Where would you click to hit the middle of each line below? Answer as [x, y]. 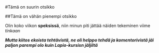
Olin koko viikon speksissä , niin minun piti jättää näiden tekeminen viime [78, 26]
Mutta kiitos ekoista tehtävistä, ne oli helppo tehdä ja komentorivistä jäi [79, 40]
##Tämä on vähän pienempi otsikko [41, 16]
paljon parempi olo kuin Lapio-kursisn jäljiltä [51, 45]
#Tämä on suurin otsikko [30, 7]
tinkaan [13, 31]
